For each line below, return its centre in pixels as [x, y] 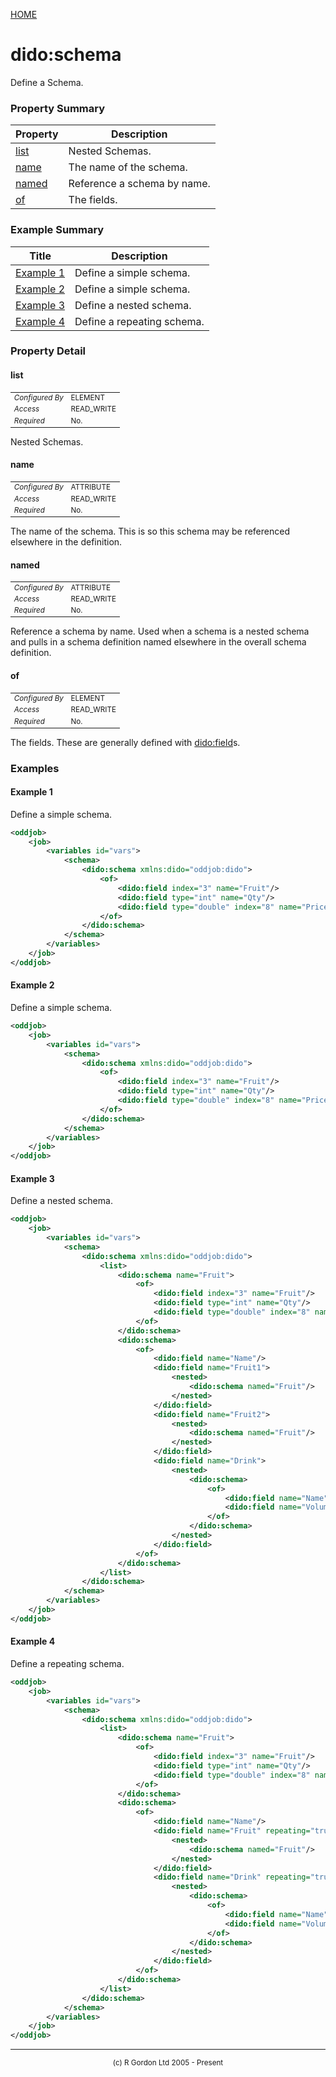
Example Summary [57, 230]
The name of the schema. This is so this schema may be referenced [150, 531]
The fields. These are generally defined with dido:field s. [125, 742]
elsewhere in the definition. [66, 542]
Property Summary [58, 108]
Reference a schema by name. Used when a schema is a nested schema [160, 631]
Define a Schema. [47, 82]
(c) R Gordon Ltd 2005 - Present [168, 2063]
